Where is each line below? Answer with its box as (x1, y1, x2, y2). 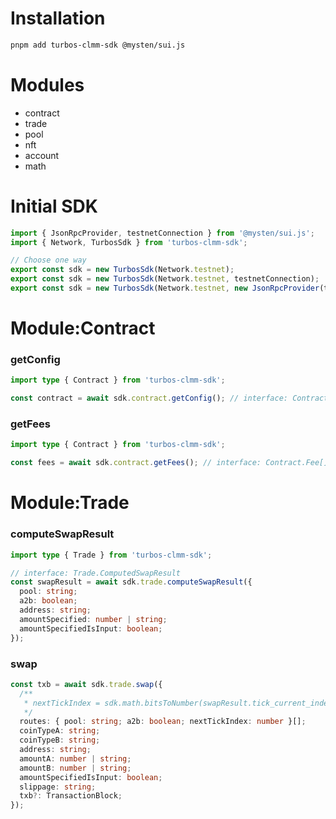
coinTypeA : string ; (19, 726, 101, 736)
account (24, 149, 60, 161)
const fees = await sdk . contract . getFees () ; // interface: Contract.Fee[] (10, 458, 329, 468)
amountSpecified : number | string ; (19, 614, 168, 624)
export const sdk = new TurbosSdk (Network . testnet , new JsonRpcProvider (10, 283, 320, 294)
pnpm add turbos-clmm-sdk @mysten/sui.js (10, 40, 186, 50)
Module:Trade (10, 492, 130, 514)
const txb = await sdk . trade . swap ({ (10, 679, 163, 689)
